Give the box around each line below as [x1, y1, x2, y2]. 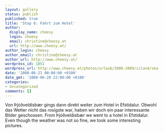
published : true [5, 16, 38, 21]
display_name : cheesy [9, 30, 54, 35]
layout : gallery [5, 7, 38, 12]
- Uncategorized [5, 84, 38, 89]
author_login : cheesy [5, 48, 49, 53]
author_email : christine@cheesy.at [5, 52, 78, 57]
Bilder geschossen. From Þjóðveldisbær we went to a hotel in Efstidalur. [5, 113, 149, 118]
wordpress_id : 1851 [5, 61, 45, 66]
